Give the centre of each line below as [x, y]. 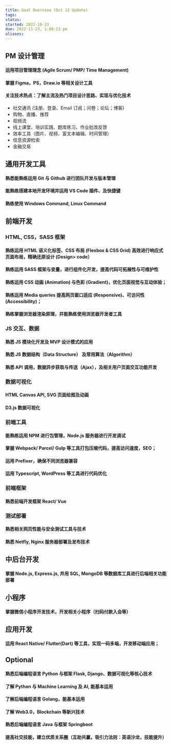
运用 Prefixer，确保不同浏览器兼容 [41, 461]
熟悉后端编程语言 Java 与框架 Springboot [49, 724]
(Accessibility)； [24, 301]
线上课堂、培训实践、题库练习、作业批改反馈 [60, 127]
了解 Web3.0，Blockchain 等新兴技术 [45, 712]
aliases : [15, 34]
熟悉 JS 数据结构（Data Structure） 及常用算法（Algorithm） [70, 354]
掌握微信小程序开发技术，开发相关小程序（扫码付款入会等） [68, 612]
